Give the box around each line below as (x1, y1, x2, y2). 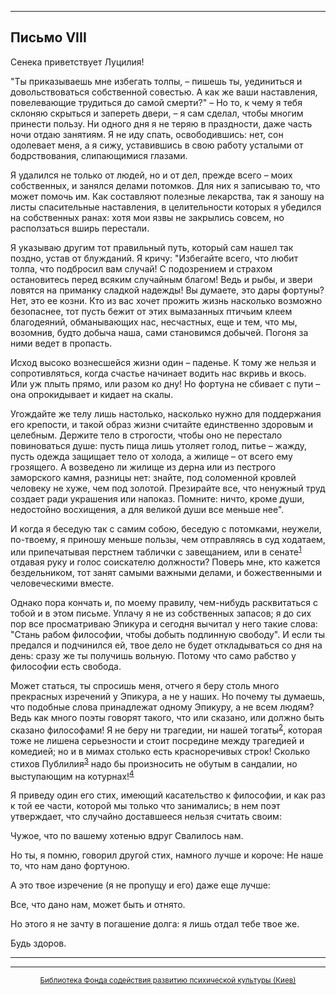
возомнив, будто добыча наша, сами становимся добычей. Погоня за (10, 326, 309, 338)
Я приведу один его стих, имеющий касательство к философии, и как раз (10, 789, 326, 801)
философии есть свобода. (10, 661, 122, 673)
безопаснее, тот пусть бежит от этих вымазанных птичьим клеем (10, 305, 293, 317)
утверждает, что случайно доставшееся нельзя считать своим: (10, 811, 282, 823)
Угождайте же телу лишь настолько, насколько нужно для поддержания (10, 407, 322, 420)
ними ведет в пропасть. (10, 337, 113, 349)
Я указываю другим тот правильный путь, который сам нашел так (10, 241, 294, 253)
